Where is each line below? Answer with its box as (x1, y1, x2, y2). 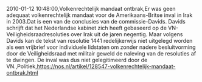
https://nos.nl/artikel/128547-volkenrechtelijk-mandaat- (37, 63, 176, 70)
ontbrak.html (6, 69, 38, 76)
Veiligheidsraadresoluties (6, 31, 70, 38)
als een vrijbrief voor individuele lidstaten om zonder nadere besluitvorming (6, 43, 196, 51)
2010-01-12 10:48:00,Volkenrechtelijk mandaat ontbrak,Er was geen (6, 5, 176, 12)
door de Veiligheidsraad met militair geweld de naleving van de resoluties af (6, 50, 197, 57)
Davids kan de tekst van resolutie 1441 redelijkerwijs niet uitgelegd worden (6, 37, 193, 44)
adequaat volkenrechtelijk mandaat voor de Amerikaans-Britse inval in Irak (6, 11, 193, 19)
